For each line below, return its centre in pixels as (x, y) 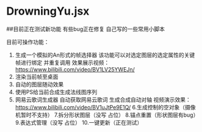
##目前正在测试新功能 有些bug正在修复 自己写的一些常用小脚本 (86, 29)
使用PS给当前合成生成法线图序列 (56, 92)
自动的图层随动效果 (39, 84)
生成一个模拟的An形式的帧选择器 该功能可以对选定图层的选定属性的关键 (105, 55)
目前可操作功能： (28, 42)
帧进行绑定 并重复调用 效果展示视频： (62, 62)
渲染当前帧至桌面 (37, 76)
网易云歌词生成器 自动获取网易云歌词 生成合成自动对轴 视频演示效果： (103, 100)
